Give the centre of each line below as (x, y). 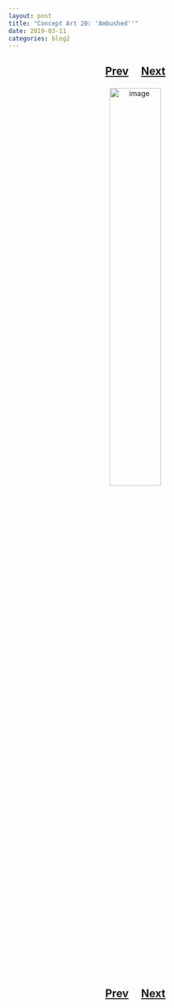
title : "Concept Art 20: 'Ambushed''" (73, 23)
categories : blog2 (39, 38)
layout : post (30, 16)
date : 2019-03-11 (37, 31)
